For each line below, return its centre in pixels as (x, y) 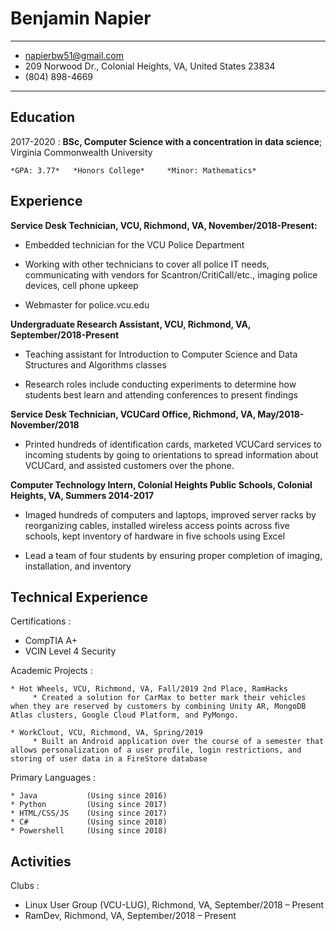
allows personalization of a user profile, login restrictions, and (156, 750)
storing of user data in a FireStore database (109, 759)
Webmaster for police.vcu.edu (87, 304)
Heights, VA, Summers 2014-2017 (82, 495)
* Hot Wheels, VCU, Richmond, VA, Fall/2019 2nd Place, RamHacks (149, 689)
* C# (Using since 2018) (89, 822)
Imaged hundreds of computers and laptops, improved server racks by (170, 514)
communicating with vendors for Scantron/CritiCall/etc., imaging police (171, 274)
